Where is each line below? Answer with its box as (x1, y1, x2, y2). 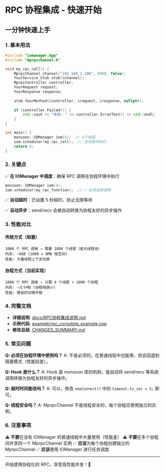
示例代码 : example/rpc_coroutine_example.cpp (12, 321, 107, 327)
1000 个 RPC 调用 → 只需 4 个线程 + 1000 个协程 (5, 280, 98, 285)
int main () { (5, 130, 32, 135)
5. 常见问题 (5, 340, 31, 347)
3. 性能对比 (5, 221, 31, 228)
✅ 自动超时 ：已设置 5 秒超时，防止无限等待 (5, 197, 92, 203)
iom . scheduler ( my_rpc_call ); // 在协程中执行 (14, 139, 107, 144)
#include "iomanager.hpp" (5, 53, 58, 58)
